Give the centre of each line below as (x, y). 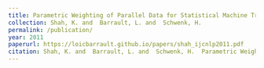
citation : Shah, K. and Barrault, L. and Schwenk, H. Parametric (123, 52)
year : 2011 (26, 37)
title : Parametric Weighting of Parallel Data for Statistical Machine (128, 15)
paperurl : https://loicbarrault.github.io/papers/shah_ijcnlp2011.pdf (126, 45)
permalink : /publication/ (50, 30)
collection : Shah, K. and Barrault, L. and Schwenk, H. (105, 23)
